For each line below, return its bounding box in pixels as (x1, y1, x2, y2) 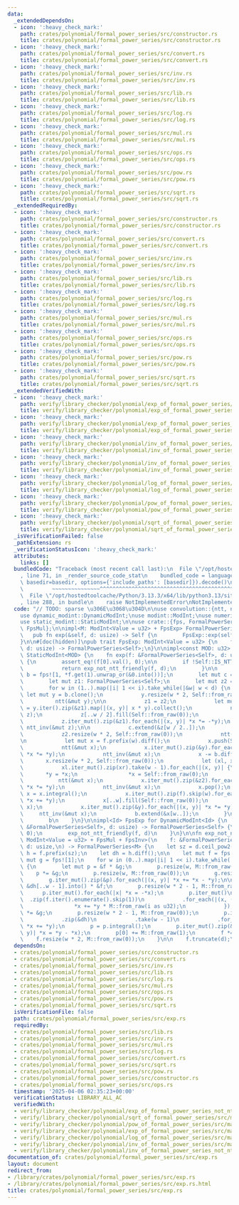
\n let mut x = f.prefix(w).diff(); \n (20, 737, 171, 745)
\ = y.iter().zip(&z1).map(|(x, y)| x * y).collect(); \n (20, 705, 193, 712)
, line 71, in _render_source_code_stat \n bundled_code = (20, 572, 205, 579)
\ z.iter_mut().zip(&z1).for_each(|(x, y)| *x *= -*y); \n (20, 717, 231, 725)
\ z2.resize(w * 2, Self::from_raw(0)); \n (20, 731, 183, 738)
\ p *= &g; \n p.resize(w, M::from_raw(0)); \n (20, 869, 190, 877)
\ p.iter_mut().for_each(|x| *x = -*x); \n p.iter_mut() (20, 889, 228, 896)
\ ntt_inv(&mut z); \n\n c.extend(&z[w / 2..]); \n (20, 724, 205, 732)
